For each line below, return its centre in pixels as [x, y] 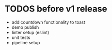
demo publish [25, 27]
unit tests [21, 37]
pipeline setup [26, 42]
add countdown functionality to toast [48, 22]
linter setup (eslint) [30, 32]
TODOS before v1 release [56, 9]
